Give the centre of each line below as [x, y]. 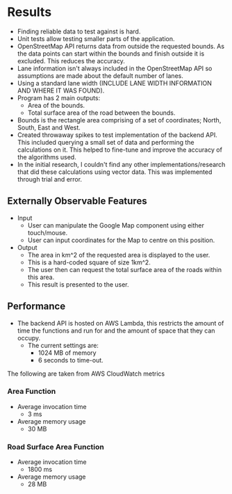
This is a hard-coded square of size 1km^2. [89, 262]
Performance [36, 306]
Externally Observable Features [77, 201]
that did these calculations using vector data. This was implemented [115, 172]
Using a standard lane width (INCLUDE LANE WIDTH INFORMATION [114, 83]
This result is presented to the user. [78, 284]
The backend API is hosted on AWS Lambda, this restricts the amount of [121, 323]
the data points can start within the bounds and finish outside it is [111, 54]
